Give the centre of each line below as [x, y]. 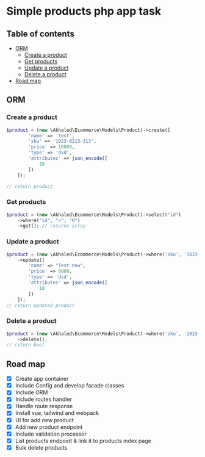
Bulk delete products [41, 447]
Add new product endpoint [49, 427]
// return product [30, 186]
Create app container [42, 379]
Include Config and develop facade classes [70, 386]
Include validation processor [51, 434]
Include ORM [31, 392]
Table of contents [40, 34]
